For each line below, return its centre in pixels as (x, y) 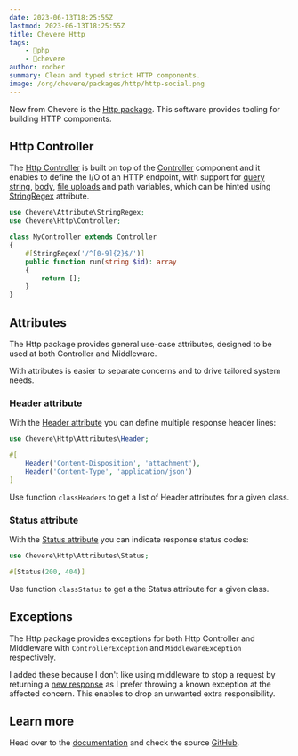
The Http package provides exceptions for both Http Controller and (132, 638)
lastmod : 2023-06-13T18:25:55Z (67, 26)
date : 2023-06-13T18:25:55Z (61, 17)
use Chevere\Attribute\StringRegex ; (77, 213)
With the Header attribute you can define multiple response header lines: (143, 423)
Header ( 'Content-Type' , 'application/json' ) (109, 471)
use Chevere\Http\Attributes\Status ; (79, 556)
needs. (22, 380)
